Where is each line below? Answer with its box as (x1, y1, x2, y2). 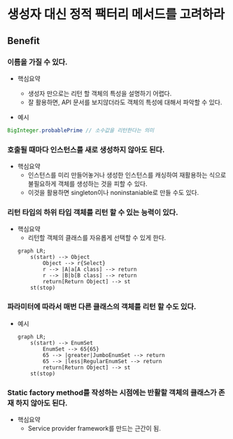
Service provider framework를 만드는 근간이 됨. (27, 424, 161, 432)
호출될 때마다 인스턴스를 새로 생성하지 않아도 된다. (7, 144, 165, 154)
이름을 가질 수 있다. (7, 57, 68, 67)
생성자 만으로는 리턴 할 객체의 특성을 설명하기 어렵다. (27, 89, 172, 97)
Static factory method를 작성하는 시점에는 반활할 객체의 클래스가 (7, 387, 217, 397)
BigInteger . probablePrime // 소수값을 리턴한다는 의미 (7, 127, 155, 134)
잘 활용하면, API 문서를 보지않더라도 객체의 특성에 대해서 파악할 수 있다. (27, 97, 223, 106)
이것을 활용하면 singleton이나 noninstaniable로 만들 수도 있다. (27, 189, 199, 197)
